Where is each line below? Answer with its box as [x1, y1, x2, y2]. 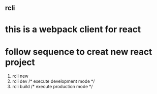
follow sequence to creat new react [5, 46, 153, 57]
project [5, 57, 35, 68]
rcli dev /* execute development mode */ [12, 78, 95, 84]
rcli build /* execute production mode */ [12, 83, 93, 89]
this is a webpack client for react [5, 24, 141, 35]
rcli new [12, 73, 29, 79]
